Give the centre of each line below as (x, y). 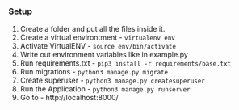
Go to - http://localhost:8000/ (69, 98)
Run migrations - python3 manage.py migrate (94, 72)
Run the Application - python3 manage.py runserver (105, 89)
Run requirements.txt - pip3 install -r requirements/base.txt (126, 63)
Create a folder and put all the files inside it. (92, 29)
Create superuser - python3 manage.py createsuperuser (113, 80)
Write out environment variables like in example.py (104, 55)
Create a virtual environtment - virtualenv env (97, 37)
